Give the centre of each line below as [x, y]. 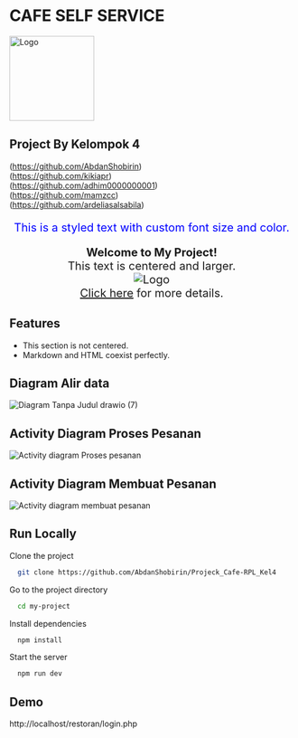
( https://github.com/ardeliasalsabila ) [77, 204]
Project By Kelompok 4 [75, 144]
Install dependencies [48, 623]
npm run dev [40, 674]
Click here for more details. [152, 293]
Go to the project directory [59, 590]
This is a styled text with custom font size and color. [152, 227]
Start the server [38, 658]
